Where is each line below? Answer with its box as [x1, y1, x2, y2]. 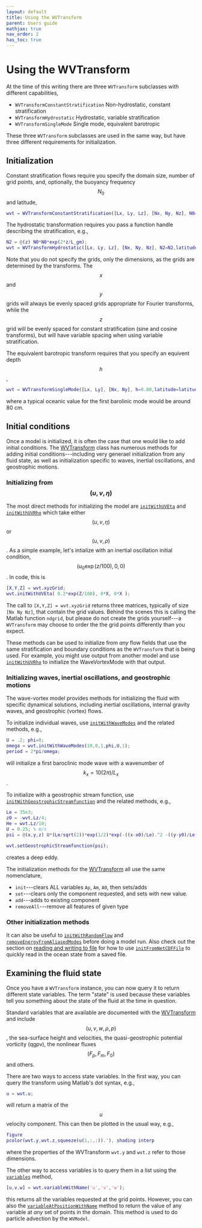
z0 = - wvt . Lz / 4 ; [6, 815, 47, 821]
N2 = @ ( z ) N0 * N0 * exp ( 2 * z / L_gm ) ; [6, 239, 88, 245]
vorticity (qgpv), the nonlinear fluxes [6, 1040, 96, 1047]
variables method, [6, 1173, 53, 1180]
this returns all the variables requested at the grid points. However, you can [6, 1196, 192, 1203]
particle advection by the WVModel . [6, 1215, 90, 1223]
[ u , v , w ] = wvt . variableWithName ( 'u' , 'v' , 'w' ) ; [6, 1185, 125, 1191]
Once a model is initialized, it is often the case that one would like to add [6, 437, 185, 444]
